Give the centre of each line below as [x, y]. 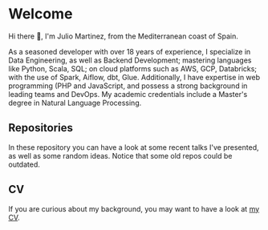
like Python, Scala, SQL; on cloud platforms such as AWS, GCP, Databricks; [133, 68]
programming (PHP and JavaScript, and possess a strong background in [128, 86]
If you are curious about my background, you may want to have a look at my [134, 208]
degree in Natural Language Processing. [75, 103]
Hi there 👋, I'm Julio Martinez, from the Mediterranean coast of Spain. [123, 36]
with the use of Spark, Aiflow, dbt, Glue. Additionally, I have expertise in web [134, 77]
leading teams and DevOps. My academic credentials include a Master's [128, 94]
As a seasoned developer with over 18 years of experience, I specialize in [130, 51]
